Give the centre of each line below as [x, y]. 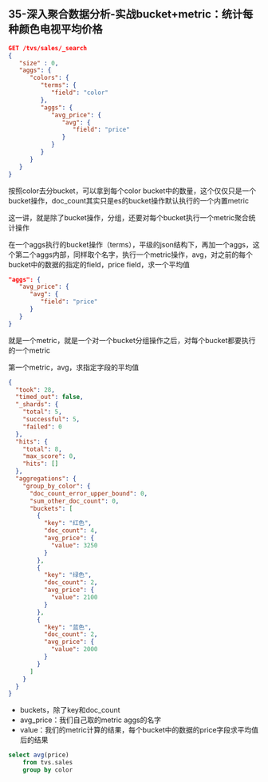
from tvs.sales [48, 763]
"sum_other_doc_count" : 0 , [74, 501]
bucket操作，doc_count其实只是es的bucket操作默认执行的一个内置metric [129, 200]
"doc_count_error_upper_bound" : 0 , [89, 493]
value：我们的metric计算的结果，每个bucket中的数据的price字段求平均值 [139, 730]
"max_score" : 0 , [50, 456]
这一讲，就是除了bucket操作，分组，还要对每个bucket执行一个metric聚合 [128, 217]
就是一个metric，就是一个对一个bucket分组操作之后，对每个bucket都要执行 [132, 340]
